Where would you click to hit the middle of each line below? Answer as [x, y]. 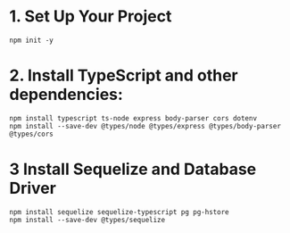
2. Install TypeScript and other [124, 75]
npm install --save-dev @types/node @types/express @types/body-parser [145, 126]
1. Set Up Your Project [91, 17]
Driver [33, 188]
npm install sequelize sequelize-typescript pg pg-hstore [119, 212]
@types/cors [31, 134]
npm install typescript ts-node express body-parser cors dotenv [133, 118]
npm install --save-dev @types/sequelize [87, 220]
